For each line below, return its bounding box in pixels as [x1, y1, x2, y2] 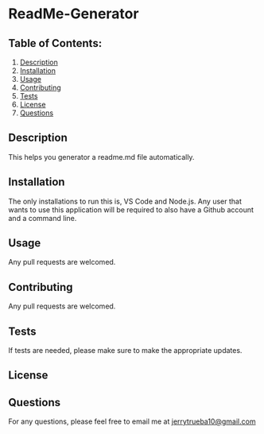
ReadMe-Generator [8, 5, 139, 23]
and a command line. [8, 213, 77, 223]
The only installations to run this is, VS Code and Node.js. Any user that [8, 196, 243, 206]
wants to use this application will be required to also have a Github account [8, 204, 254, 215]
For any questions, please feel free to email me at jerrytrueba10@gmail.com [8, 417, 256, 426]
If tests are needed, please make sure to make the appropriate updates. [8, 346, 243, 355]
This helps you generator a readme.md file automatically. [8, 152, 195, 161]
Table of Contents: [8, 37, 103, 50]
